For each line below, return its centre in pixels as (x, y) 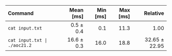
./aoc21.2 (20, 45)
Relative (154, 13)
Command (21, 13)
